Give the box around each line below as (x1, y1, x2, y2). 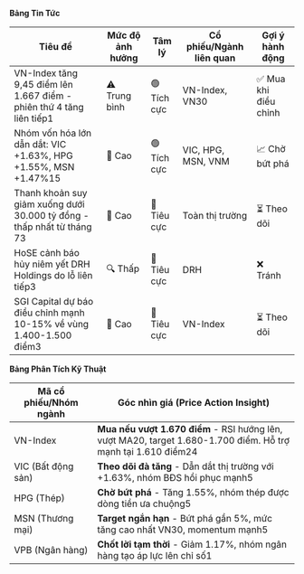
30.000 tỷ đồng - (14, 210, 90, 221)
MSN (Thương (14, 513, 74, 524)
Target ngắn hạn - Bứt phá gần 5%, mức (97, 513, 273, 524)
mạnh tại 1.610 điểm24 (97, 446, 198, 457)
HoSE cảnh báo (14, 247, 80, 259)
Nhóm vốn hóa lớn (14, 127, 92, 139)
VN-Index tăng (14, 67, 79, 80)
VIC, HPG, (182, 144, 225, 156)
